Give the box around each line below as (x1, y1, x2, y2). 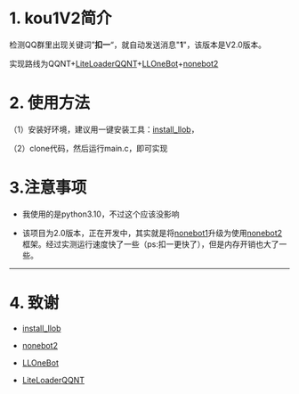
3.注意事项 (9, 177, 87, 198)
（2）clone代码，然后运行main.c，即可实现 (9, 143, 168, 153)
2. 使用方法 (9, 93, 91, 113)
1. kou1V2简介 (9, 8, 113, 29)
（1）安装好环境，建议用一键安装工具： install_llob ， (9, 124, 199, 135)
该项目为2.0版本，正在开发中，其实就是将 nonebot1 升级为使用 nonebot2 (21, 227, 283, 238)
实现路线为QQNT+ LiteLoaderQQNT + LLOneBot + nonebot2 (9, 58, 219, 69)
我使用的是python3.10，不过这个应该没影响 (21, 209, 180, 219)
